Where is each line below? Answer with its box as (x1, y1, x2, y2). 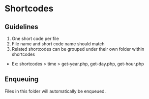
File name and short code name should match (11, 41, 105, 47)
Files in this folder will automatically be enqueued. (4, 88, 106, 94)
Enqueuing (4, 75, 39, 84)
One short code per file (11, 35, 60, 41)
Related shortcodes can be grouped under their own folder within (11, 46, 145, 52)
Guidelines (4, 23, 38, 31)
